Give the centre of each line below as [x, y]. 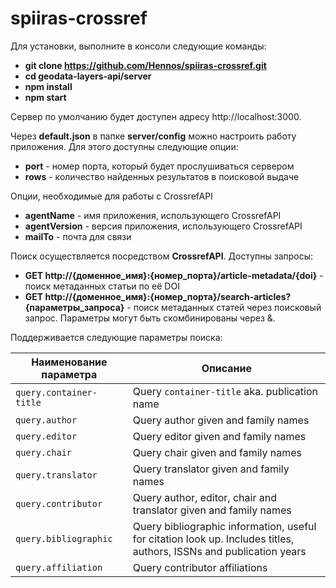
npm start [45, 97]
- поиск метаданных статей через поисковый [224, 307]
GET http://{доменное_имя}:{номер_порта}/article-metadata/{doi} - [174, 275]
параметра [69, 374]
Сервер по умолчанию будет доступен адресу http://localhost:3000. [156, 116]
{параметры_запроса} [74, 307]
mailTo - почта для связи [78, 236]
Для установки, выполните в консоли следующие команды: [138, 46]
